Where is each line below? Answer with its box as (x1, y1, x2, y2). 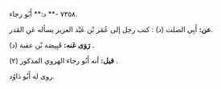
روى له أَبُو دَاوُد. (9, 71, 55, 81)
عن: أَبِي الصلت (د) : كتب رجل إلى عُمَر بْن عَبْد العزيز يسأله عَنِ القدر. (9, 25, 214, 34)
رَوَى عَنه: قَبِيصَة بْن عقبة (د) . (9, 40, 95, 50)
